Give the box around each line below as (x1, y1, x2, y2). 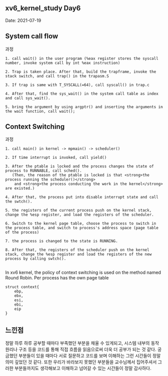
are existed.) (5, 186, 35, 191)
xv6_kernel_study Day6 (5, 4, 81, 13)
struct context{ (5, 285, 39, 290)
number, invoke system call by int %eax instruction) (5, 60, 121, 65)
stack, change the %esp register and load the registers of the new (5, 252, 152, 257)
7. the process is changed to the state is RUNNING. (5, 239, 118, 244)
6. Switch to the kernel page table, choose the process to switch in (5, 221, 156, 226)
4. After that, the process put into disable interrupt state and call (5, 195, 158, 200)
